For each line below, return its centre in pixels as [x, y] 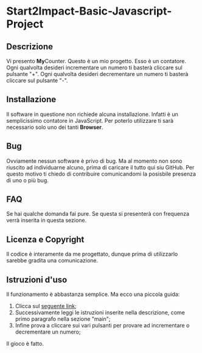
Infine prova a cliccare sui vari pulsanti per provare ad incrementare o [102, 326]
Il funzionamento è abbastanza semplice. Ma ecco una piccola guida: [93, 294]
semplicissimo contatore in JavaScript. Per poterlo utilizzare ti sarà [90, 120]
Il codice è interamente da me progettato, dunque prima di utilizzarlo [92, 254]
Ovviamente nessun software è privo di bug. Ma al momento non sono [94, 161]
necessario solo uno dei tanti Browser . [55, 127]
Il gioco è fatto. [25, 344]
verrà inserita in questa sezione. [47, 221]
